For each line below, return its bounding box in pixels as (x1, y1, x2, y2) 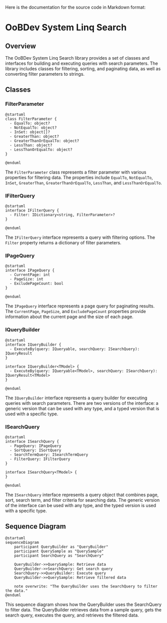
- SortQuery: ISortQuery (9, 447, 61, 453)
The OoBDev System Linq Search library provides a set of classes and (5, 55, 150, 61)
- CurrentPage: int (9, 272, 50, 277)
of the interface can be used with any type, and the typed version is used (5, 502, 156, 508)
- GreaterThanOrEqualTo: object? (9, 138, 79, 143)
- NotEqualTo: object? (9, 125, 57, 130)
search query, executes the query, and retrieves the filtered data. (5, 612, 139, 618)
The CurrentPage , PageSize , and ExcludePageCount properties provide (5, 308, 146, 315)
